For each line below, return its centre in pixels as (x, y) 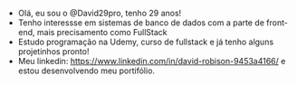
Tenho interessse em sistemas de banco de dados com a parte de (141, 23)
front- (277, 23)
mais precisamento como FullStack (102, 32)
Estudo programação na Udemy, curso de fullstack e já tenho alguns (146, 42)
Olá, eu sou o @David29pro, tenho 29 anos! (100, 13)
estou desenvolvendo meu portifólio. (86, 71)
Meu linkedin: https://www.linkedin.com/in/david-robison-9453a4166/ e (152, 61)
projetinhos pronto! (53, 52)
